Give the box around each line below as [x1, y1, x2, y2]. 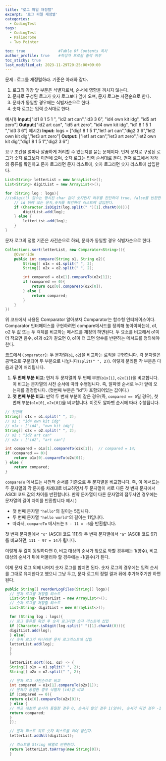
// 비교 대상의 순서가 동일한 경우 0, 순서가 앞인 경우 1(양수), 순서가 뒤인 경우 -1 [9, 705, 162, 711]
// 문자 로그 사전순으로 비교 [9, 678, 60, 683]
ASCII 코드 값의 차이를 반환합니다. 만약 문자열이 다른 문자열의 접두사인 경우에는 [5, 491, 158, 497]
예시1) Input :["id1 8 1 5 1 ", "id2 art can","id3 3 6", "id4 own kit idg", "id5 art [5, 116, 156, 122]
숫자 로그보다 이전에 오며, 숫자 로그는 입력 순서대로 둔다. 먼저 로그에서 [14, 155, 149, 161]
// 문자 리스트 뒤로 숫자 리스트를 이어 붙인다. [9, 729, 93, 734]
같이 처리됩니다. [14, 364, 45, 370]
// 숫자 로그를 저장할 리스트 [9, 601, 60, 606]
